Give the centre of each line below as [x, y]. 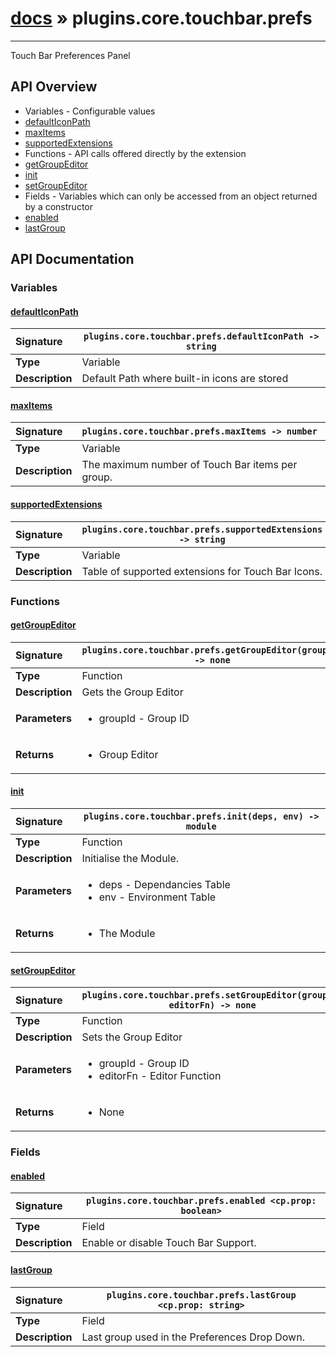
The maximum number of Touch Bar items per [189, 465]
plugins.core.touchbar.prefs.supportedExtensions [202, 529]
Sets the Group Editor [132, 1037]
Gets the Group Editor [132, 692]
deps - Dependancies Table [164, 884]
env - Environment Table [157, 897]
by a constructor [58, 206]
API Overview [54, 87]
